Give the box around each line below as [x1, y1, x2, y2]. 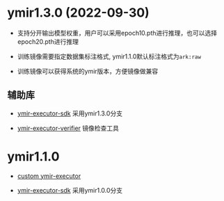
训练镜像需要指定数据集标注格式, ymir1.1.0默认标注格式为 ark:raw [17, 52, 202, 61]
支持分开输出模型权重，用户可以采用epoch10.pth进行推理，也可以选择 [17, 29, 218, 37]
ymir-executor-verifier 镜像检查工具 [17, 124, 120, 132]
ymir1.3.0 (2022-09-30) [7, 5, 150, 21]
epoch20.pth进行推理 [17, 37, 79, 46]
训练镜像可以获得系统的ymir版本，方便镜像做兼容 [17, 67, 159, 75]
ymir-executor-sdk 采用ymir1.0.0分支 [17, 186, 123, 194]
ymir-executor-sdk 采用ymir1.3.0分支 [17, 109, 123, 118]
